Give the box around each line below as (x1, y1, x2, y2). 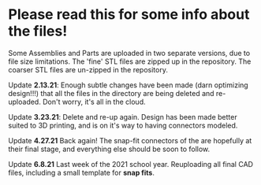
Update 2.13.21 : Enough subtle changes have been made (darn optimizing (8, 80, 248, 90)
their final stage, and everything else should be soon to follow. (8, 144, 211, 154)
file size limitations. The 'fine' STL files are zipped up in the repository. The (8, 57, 252, 66)
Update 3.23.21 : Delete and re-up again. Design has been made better (8, 112, 238, 121)
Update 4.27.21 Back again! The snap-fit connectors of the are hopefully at (8, 135, 252, 145)
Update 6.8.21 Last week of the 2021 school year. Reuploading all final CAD (8, 159, 254, 168)
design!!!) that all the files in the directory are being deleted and (8, 88, 214, 98)
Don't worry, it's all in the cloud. (42, 97, 146, 106)
